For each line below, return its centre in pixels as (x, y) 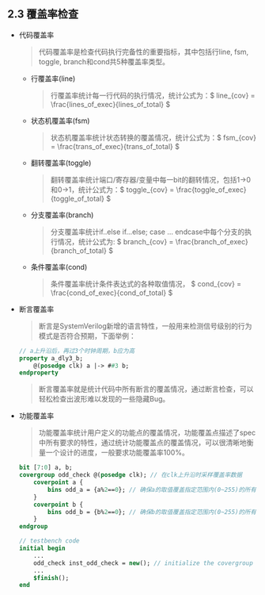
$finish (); (51, 578)
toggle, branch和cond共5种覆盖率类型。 (104, 61)
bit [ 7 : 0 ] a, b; (45, 468)
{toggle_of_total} (77, 198)
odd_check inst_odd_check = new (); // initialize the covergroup (144, 563)
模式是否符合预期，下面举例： (87, 336)
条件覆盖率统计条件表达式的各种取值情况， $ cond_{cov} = (146, 283)
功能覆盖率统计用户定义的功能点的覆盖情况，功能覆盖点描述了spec (147, 433)
